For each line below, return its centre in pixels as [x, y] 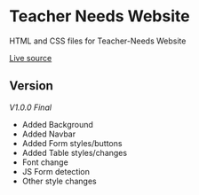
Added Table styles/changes [74, 152]
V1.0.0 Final [30, 107]
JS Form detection [56, 171]
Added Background [57, 124]
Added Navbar [49, 134]
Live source [31, 58]
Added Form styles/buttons [72, 143]
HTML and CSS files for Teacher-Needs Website [98, 41]
